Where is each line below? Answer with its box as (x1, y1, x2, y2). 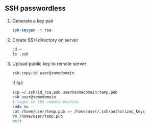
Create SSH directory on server (12, 37, 79, 43)
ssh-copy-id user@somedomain (12, 71, 74, 76)
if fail (12, 80, 23, 86)
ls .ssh (12, 51, 29, 57)
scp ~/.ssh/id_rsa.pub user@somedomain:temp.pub (12, 90, 118, 95)
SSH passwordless (5, 4, 66, 13)
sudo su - (12, 104, 34, 109)
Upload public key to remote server (12, 61, 87, 67)
